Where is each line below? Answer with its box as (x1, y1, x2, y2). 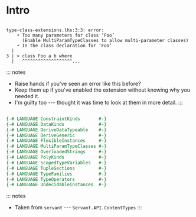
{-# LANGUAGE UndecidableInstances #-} (6, 182, 107, 188)
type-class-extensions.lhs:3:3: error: (6, 27, 104, 33)
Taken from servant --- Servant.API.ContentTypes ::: (14, 204, 142, 211)
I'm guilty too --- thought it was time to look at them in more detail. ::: (14, 99, 183, 106)
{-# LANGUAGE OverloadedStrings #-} (6, 149, 107, 155)
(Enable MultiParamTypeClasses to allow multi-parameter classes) (21, 37, 189, 43)
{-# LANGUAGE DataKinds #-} (6, 121, 107, 127)
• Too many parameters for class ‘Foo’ (17, 32, 115, 38)
